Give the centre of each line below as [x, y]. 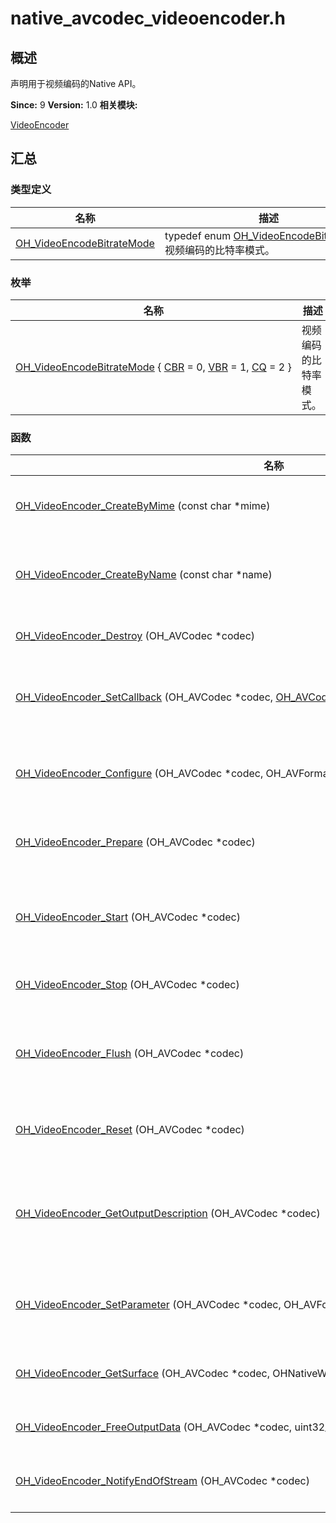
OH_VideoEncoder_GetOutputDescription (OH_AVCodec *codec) [168, 1214]
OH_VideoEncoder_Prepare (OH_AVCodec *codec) [135, 842]
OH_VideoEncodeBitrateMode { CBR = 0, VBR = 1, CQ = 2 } [153, 367]
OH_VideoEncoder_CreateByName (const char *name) [144, 575]
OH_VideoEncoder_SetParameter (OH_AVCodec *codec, [148, 1305]
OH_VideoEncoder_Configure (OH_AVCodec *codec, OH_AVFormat [173, 774]
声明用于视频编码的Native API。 [76, 83]
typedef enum [198, 235]
